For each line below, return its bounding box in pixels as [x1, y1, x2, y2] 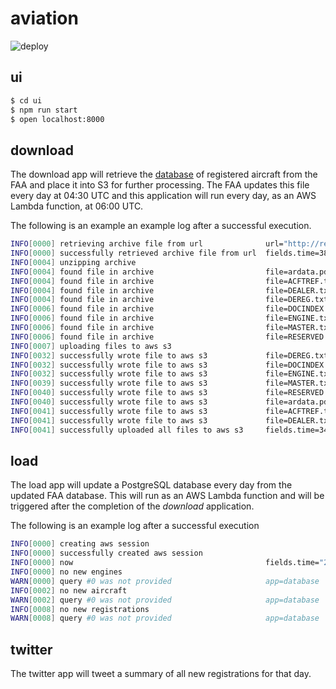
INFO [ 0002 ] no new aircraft [10, 585, 128, 596]
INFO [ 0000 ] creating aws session [10, 539, 150, 549]
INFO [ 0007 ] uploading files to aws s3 [10, 341, 172, 351]
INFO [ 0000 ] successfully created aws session [10, 548, 203, 559]
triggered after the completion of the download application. [10, 500, 255, 512]
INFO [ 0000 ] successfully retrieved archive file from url [10, 248, 257, 259]
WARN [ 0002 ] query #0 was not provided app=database [10, 595, 320, 605]
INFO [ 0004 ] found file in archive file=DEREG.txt [10, 295, 329, 305]
